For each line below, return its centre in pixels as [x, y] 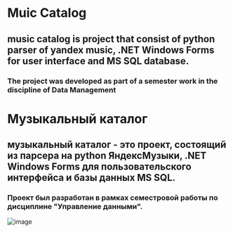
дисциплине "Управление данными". [75, 207]
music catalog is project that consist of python [111, 39]
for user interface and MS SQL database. [98, 61]
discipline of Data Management [62, 89]
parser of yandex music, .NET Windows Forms [111, 50]
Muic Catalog [47, 13]
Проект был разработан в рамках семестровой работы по [113, 197]
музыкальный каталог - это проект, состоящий [117, 145]
